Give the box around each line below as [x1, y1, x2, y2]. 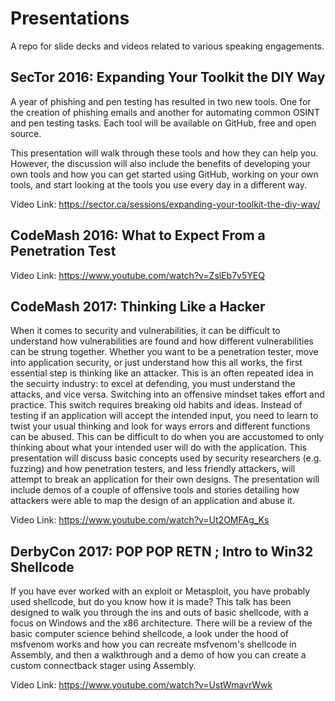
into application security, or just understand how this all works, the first [10, 357, 303, 369]
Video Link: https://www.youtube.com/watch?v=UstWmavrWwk [10, 679, 273, 691]
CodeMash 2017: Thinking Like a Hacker [10, 298, 266, 315]
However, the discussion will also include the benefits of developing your [10, 157, 311, 169]
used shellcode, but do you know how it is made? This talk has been [10, 596, 292, 608]
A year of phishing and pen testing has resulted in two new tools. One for [10, 95, 312, 107]
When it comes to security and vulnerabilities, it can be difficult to [10, 325, 281, 337]
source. [10, 127, 42, 139]
